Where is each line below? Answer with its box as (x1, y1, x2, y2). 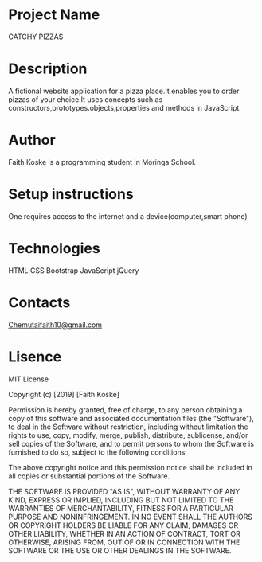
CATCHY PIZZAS (8, 32, 64, 41)
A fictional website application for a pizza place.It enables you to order (8, 86, 240, 96)
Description (8, 60, 88, 78)
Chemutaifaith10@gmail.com (8, 320, 102, 330)
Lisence (8, 348, 62, 365)
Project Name (8, 6, 100, 24)
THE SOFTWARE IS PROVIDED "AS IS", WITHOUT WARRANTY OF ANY (8, 486, 240, 496)
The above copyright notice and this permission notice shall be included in (8, 462, 252, 472)
